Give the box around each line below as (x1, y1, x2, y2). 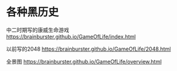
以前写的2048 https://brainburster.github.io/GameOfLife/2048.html (6, 45, 172, 53)
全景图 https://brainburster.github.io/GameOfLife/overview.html (6, 58, 162, 65)
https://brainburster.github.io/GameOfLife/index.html (6, 33, 136, 40)
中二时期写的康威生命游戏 (6, 26, 69, 33)
